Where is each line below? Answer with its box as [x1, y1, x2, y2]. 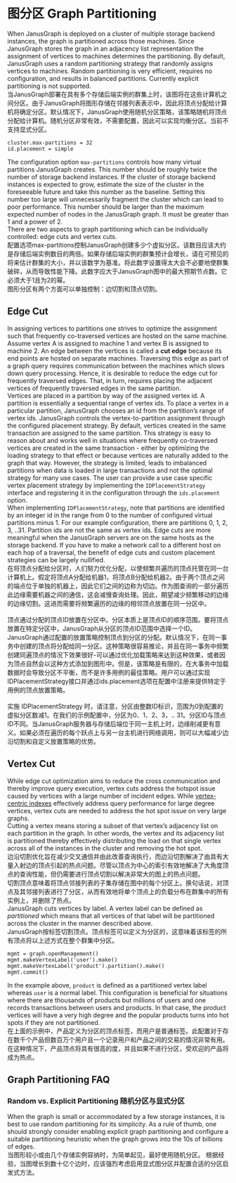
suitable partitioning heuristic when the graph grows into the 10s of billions [7, 1135, 223, 1144]
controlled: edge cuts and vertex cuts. [7, 232, 117, 240]
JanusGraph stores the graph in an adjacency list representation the [7, 44, 204, 53]
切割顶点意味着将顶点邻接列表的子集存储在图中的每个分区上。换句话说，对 [7, 879, 223, 887]
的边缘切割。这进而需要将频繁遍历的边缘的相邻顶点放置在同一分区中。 [7, 599, 211, 607]
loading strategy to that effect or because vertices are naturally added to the [7, 451, 228, 460]
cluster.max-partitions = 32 [7, 139, 93, 146]
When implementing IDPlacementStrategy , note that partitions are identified [7, 503, 225, 512]
